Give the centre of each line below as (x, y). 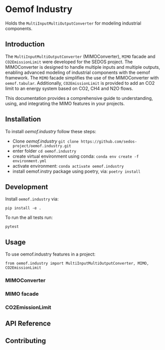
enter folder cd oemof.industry (44, 151)
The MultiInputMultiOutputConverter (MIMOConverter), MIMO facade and (80, 56)
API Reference (28, 324)
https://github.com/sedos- (109, 142)
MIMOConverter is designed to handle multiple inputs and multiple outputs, (83, 67)
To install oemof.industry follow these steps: (51, 131)
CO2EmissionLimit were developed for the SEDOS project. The (69, 62)
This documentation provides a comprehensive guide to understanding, (79, 98)
